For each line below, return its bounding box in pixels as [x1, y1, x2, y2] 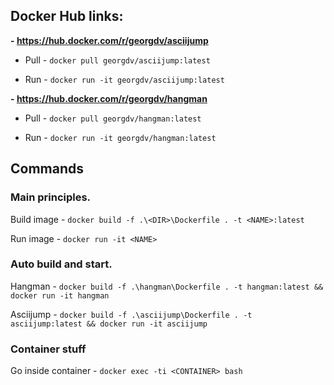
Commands [10, 160, 85, 178]
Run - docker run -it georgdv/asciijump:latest [24, 73, 225, 85]
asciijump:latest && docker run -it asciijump [10, 319, 208, 329]
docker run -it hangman [10, 290, 110, 301]
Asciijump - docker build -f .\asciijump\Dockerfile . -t [10, 308, 253, 320]
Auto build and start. [10, 257, 113, 271]
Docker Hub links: [10, 8, 124, 25]
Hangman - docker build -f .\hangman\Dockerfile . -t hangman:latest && [10, 280, 324, 292]
